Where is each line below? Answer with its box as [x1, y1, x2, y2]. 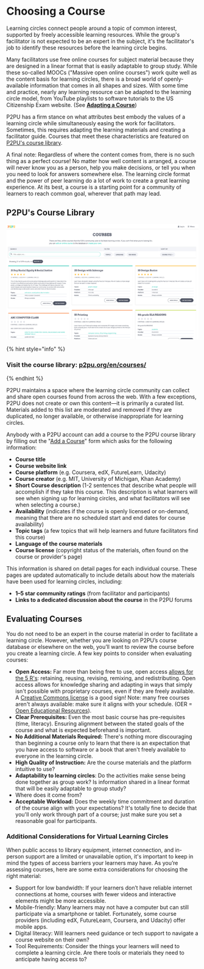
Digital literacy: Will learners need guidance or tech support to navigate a [15, 929, 199, 937]
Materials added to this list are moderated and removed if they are [6, 406, 172, 413]
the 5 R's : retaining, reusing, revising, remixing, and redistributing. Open [15, 674, 196, 682]
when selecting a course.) [15, 501, 81, 508]
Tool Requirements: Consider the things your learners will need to [15, 942, 180, 949]
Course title [15, 455, 46, 463]
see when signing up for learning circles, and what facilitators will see [15, 494, 191, 502]
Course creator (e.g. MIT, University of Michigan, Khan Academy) [15, 475, 181, 482]
